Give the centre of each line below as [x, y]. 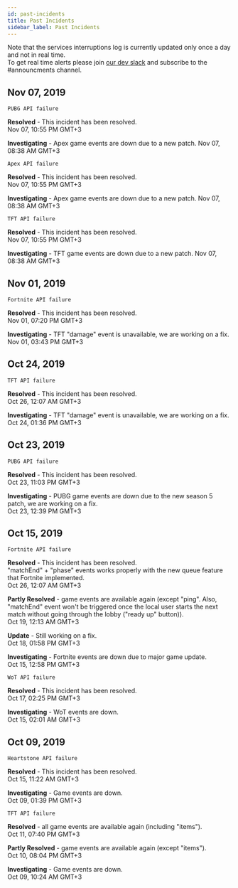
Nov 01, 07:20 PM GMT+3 [45, 320]
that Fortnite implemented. [46, 578]
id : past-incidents [36, 14]
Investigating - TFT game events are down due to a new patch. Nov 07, [112, 254]
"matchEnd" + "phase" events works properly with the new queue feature [115, 570]
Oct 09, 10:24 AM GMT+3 [45, 877]
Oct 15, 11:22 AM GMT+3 [43, 779]
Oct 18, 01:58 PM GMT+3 [44, 643]
